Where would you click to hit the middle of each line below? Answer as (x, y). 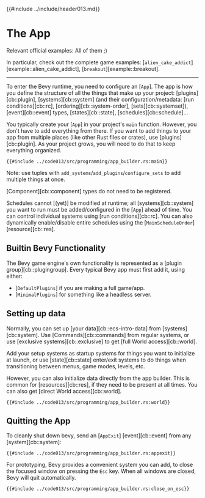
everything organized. (34, 150)
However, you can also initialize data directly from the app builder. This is (98, 378)
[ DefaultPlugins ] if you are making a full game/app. (80, 288)
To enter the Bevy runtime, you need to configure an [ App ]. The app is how (100, 86)
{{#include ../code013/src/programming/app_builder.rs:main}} (87, 162)
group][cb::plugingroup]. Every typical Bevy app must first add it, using (95, 269)
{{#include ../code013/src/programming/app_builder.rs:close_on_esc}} (98, 489)
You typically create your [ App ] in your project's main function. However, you (102, 124)
